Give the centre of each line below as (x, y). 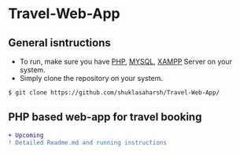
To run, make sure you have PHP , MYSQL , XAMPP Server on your (126, 61)
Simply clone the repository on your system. (91, 78)
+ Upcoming (26, 135)
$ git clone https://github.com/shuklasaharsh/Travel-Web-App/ (114, 93)
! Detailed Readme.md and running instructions (88, 142)
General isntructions (60, 43)
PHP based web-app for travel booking (105, 117)
